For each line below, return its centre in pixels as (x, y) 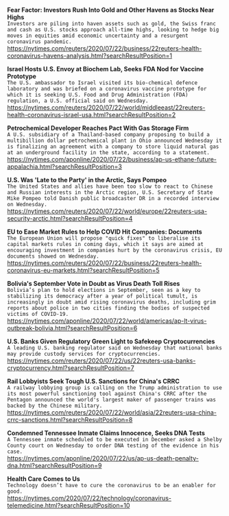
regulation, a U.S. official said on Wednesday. (78, 101)
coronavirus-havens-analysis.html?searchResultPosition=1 (90, 56)
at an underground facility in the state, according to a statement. (109, 153)
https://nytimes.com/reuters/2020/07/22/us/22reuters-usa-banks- (101, 360)
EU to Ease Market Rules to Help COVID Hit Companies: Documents (105, 232)
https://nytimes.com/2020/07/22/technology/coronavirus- (89, 498)
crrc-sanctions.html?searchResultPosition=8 (70, 420)
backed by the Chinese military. (55, 406)
